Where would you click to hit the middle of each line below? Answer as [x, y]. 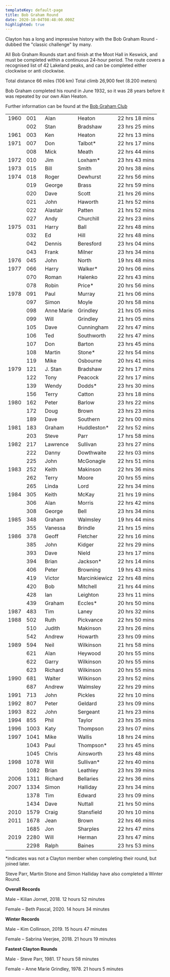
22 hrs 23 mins [136, 219]
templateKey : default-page [34, 10]
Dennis [53, 244]
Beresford [90, 244]
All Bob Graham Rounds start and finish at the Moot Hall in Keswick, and [81, 55]
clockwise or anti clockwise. [35, 71]
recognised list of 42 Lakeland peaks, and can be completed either [76, 65]
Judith [52, 628]
